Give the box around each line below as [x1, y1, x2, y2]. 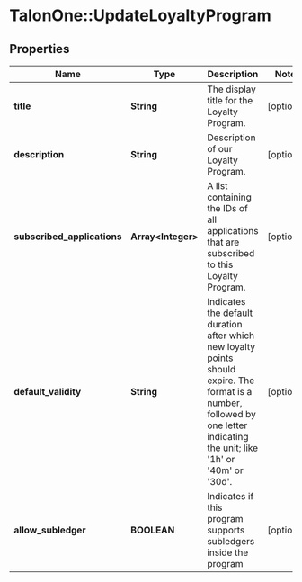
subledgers [206, 535, 255, 547]
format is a [206, 386, 253, 398]
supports [206, 524, 245, 536]
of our [206, 143, 233, 155]
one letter [206, 419, 248, 432]
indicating [206, 431, 249, 443]
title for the [206, 94, 253, 106]
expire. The [206, 374, 255, 387]
